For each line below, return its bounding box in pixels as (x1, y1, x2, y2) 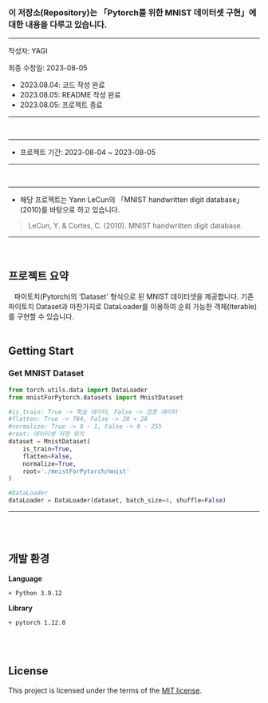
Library (8, 603, 33, 613)
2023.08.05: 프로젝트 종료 (19, 100, 103, 109)
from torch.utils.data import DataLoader (8, 386, 148, 394)
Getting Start (8, 344, 74, 357)
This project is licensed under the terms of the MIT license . (8, 685, 202, 695)
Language (8, 574, 42, 583)
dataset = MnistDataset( (8, 438, 91, 446)
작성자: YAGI (8, 46, 48, 56)
